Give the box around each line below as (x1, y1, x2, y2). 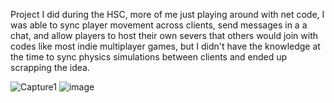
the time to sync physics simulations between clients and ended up (10, 51, 288, 63)
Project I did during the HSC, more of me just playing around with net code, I (10, 9, 325, 20)
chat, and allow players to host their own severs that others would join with (10, 30, 319, 41)
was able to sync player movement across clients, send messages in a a (10, 19, 308, 31)
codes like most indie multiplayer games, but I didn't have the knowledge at (10, 40, 321, 52)
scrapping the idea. (10, 62, 90, 73)
